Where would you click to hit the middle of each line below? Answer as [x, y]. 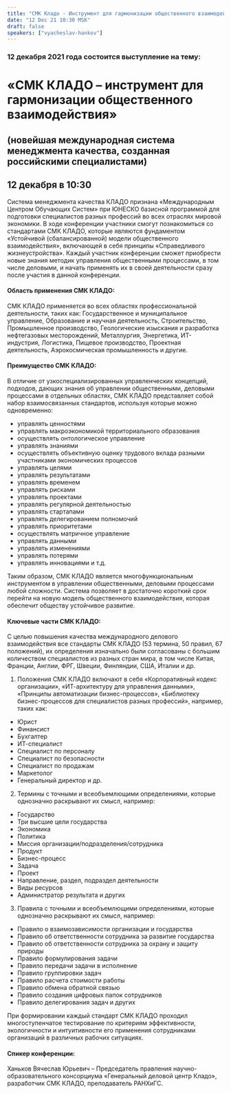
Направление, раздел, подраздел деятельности [88, 880]
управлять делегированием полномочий [77, 518]
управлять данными [47, 540]
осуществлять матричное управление [73, 533]
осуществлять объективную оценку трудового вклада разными [111, 453]
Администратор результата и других [71, 895]
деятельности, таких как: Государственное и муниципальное [97, 313]
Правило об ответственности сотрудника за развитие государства [115, 936]
